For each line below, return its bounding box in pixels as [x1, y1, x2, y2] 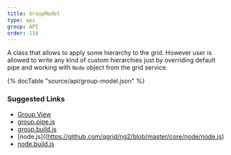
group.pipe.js [17, 117, 55, 126]
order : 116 [7, 29, 39, 37]
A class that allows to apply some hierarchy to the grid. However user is [7, 49, 212, 57]
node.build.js [17, 140, 55, 148]
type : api [7, 17, 36, 24]
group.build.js [17, 124, 57, 133]
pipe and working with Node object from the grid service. [7, 63, 168, 72]
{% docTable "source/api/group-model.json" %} [7, 77, 145, 85]
